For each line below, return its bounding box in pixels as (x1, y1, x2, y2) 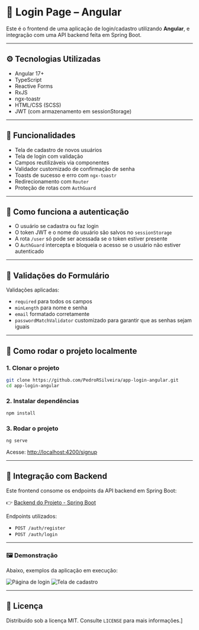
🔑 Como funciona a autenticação (6, 207, 129, 217)
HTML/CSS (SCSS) (14, 101, 62, 109)
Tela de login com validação (14, 153, 84, 160)
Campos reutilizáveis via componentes (14, 159, 110, 166)
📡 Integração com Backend (6, 471, 108, 482)
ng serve (6, 438, 28, 444)
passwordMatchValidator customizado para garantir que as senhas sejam (14, 317, 192, 324)
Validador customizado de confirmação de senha (14, 165, 135, 172)
